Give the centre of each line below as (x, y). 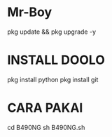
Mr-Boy (30, 12)
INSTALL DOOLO (56, 60)
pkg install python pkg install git (53, 79)
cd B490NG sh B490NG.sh (46, 127)
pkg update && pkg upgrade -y (52, 32)
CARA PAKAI (45, 108)
